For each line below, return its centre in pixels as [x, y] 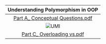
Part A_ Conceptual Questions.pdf [53, 18]
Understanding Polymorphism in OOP [53, 10]
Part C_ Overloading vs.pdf [53, 34]
